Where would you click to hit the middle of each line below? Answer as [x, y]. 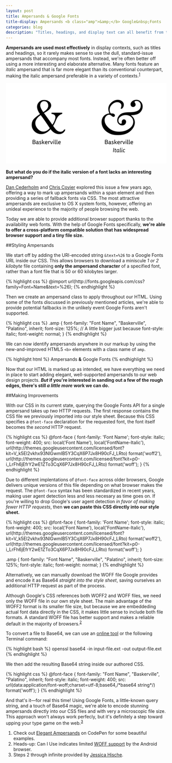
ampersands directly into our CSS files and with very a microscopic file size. [86, 711]
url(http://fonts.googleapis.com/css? [106, 281]
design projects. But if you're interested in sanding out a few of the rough [84, 380]
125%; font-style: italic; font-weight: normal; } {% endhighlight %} [75, 565]
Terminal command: [27, 639]
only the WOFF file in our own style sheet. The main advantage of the [79, 601]
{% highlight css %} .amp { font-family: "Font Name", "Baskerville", [76, 323]
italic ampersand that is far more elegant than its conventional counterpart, [84, 70]
